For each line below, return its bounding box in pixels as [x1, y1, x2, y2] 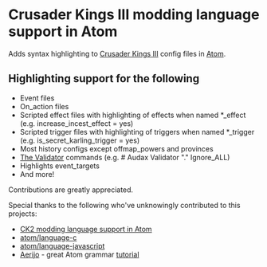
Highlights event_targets [19, 161, 100, 171]
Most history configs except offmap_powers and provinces [19, 143, 214, 153]
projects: [8, 209, 37, 218]
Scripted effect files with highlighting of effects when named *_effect [19, 110, 246, 120]
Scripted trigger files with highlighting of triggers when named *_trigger [19, 127, 255, 136]
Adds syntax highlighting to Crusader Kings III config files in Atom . [8, 49, 226, 58]
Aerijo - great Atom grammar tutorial [19, 249, 139, 259]
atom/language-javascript [19, 241, 105, 250]
